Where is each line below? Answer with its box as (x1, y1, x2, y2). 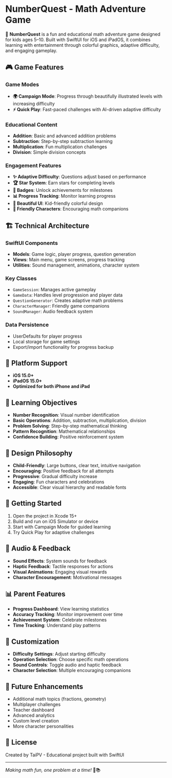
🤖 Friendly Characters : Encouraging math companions (12, 206, 129, 212)
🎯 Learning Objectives (5, 398, 78, 407)
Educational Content (5, 121, 58, 128)
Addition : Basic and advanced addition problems (12, 132, 116, 139)
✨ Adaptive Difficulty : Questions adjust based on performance (12, 173, 146, 180)
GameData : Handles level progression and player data (12, 292, 123, 298)
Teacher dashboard (12, 707, 55, 713)
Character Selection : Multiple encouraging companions (12, 667, 131, 674)
